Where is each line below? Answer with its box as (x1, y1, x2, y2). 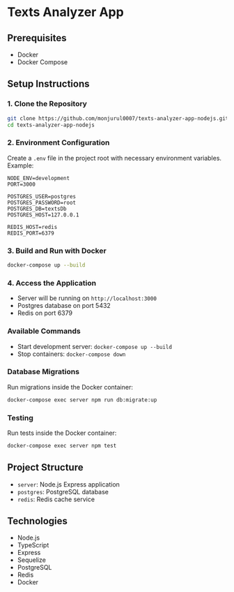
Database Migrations (7, 367, 80, 377)
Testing (7, 413, 33, 422)
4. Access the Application (7, 278, 96, 288)
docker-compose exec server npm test (7, 442, 117, 449)
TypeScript (17, 541, 49, 549)
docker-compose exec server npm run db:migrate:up (7, 396, 157, 404)
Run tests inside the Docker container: (7, 429, 117, 437)
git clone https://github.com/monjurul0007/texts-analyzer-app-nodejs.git (7, 114, 229, 122)
